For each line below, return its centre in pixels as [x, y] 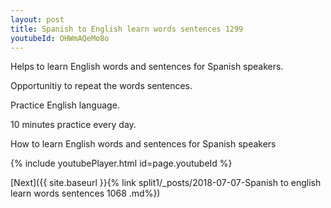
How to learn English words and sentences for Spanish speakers [143, 144]
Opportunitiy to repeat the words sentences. [101, 86]
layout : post [37, 19]
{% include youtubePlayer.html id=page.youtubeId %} [121, 163]
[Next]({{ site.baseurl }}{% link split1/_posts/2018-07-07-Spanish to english [166, 183]
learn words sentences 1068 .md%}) [85, 193]
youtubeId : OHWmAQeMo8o [60, 38]
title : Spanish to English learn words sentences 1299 [127, 29]
